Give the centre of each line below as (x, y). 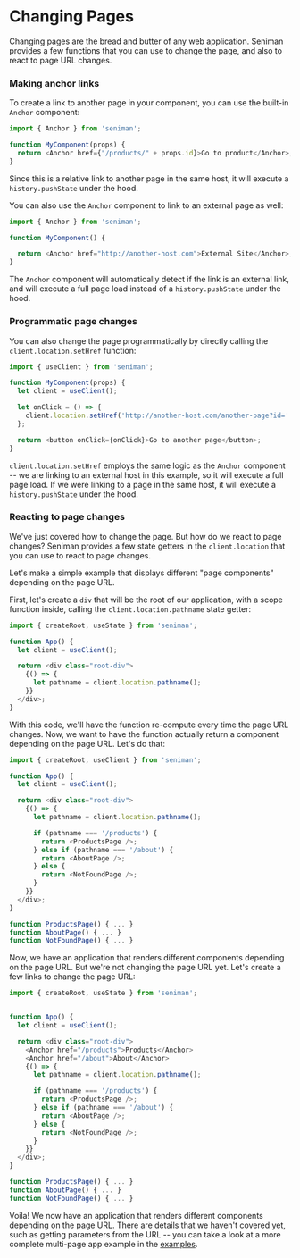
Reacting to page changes (67, 517)
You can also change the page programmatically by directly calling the (139, 340)
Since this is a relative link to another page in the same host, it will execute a (149, 178)
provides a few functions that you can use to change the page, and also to (146, 50)
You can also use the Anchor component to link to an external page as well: (146, 205)
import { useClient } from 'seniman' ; (81, 367)
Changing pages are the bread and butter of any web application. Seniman (146, 41)
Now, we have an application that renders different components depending (147, 958)
